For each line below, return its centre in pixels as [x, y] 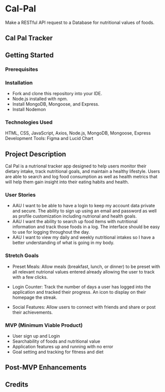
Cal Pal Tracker [29, 38]
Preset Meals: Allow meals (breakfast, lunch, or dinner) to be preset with [86, 266]
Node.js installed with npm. [40, 99]
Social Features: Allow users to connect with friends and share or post [84, 307]
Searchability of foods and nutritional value [56, 341]
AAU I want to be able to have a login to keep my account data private [83, 206]
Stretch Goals [22, 256]
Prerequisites [22, 69]
